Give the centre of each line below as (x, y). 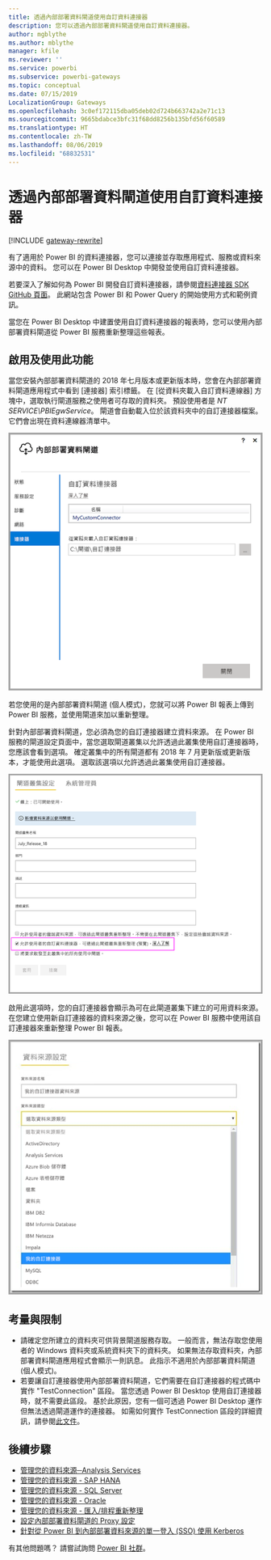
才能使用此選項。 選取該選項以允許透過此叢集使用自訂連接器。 (126, 762)
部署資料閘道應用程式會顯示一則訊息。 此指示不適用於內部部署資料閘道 (138, 1361)
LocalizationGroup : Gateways (57, 102)
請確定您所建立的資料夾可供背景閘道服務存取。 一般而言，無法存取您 (134, 1340)
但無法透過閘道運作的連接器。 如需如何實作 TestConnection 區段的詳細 (138, 1411)
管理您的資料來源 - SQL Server (71, 1490)
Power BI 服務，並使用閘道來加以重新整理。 (81, 714)
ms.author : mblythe (41, 43)
